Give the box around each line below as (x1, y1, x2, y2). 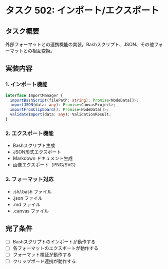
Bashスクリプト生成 (12, 142, 55, 149)
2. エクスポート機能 (5, 129, 54, 137)
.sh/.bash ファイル (12, 188, 52, 195)
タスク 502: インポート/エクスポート (5, 5, 159, 16)
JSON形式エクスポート (12, 149, 62, 155)
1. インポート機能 (5, 81, 48, 88)
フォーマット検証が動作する (12, 252, 72, 258)
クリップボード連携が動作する (12, 258, 76, 264)
